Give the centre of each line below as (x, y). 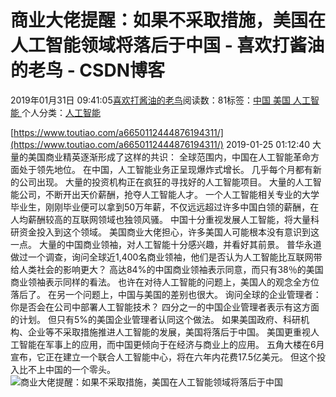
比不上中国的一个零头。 (67, 369)
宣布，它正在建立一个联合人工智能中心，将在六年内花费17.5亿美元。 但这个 (163, 357)
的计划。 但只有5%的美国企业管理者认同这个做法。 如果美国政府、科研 (155, 319)
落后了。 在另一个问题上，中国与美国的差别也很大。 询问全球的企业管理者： (166, 294)
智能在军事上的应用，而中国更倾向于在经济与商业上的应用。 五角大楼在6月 (171, 344)
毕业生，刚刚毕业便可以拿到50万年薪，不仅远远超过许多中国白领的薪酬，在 (165, 207)
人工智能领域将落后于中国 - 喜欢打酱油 (167, 45)
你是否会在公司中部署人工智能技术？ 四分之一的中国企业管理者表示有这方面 (165, 307)
